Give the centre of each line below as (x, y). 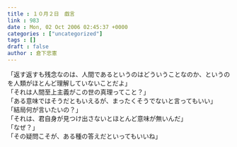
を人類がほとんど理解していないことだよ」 (69, 83)
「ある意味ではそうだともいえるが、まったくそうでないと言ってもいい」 (112, 100)
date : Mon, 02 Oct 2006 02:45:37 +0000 (68, 27)
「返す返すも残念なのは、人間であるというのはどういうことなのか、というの (119, 74)
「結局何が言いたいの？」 (45, 110)
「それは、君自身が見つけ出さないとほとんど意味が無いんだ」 (97, 118)
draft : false (28, 47)
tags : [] (22, 40)
